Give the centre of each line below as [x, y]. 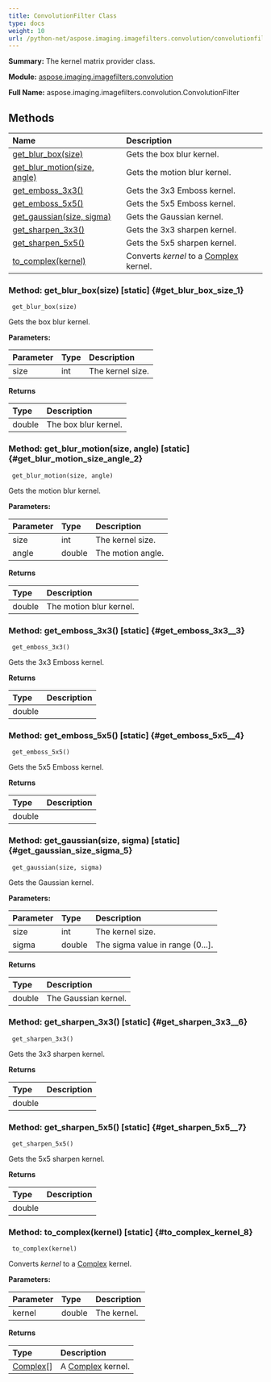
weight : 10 [27, 31]
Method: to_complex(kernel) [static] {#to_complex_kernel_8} [131, 1233]
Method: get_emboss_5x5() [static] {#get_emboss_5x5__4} [126, 735]
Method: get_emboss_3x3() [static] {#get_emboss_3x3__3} [127, 630]
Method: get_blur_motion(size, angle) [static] [99, 449]
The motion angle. [130, 553]
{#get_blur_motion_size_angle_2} [76, 459]
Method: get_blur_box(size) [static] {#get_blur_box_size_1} [126, 290]
